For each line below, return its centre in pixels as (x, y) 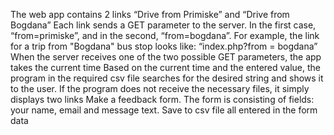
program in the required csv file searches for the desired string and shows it (167, 78)
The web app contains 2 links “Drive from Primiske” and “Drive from (150, 14)
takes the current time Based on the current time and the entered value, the (165, 67)
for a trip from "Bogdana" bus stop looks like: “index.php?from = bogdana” (164, 46)
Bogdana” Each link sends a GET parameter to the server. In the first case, (163, 25)
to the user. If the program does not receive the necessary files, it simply (160, 88)
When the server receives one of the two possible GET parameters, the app (166, 57)
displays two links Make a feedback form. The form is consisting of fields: (162, 99)
